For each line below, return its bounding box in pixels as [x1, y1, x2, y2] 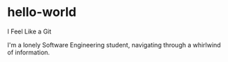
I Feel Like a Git [7, 27, 52, 36]
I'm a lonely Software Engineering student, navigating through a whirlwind [7, 40, 221, 49]
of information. [7, 48, 51, 56]
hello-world [7, 4, 77, 20]
